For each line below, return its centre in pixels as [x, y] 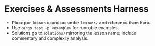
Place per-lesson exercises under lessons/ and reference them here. [81, 23]
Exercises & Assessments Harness [77, 9]
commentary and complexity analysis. [50, 38]
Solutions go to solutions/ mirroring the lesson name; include [74, 33]
